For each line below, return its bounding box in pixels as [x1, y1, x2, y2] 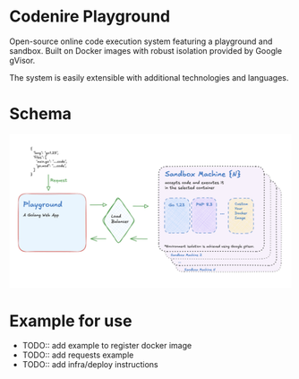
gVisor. [9, 55, 36, 65]
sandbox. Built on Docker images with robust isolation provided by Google [9, 45, 283, 56]
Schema [9, 104, 72, 125]
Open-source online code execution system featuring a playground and [9, 36, 273, 47]
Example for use [9, 311, 132, 331]
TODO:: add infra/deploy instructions [21, 359, 158, 370]
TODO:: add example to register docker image [21, 340, 192, 351]
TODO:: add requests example [21, 349, 134, 360]
